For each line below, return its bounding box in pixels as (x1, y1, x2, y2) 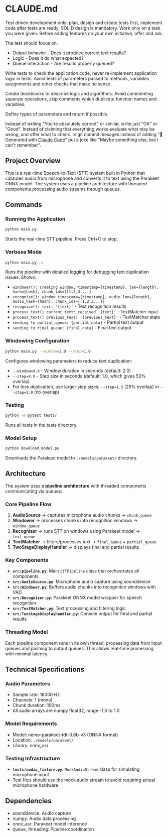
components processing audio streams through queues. (5, 186, 121, 192)
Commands (5, 200, 43, 209)
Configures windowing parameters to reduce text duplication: (5, 357, 132, 364)
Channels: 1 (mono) (12, 697, 53, 703)
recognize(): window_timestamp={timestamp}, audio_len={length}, (12, 295, 152, 300)
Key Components (5, 557, 49, 564)
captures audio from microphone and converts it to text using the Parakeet (5, 175, 159, 181)
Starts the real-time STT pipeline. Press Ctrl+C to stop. (5, 236, 118, 242)
